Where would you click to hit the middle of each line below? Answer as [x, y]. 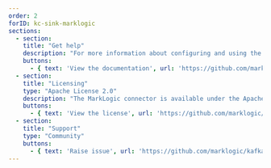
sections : [25, 31]
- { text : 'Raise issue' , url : [82, 151]
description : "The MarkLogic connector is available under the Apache [144, 99]
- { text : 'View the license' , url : [91, 114]
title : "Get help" [54, 46]
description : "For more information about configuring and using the [142, 53]
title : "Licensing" [56, 83]
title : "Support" [52, 128]
